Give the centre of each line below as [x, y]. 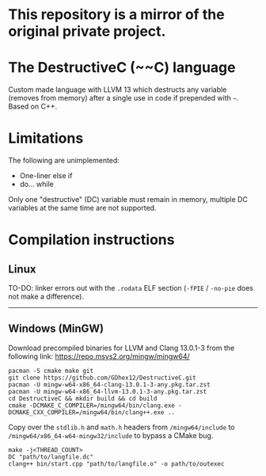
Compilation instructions [91, 240]
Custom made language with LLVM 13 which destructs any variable [118, 89]
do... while [36, 185]
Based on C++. [33, 107]
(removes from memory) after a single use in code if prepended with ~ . [123, 98]
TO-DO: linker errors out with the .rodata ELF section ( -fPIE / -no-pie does [131, 288]
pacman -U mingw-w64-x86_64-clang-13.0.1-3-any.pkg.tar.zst [110, 385]
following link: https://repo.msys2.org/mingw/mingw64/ [99, 356]
